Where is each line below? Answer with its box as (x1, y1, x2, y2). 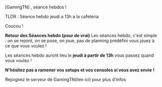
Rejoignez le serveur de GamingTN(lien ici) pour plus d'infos (5, 77, 126, 82)
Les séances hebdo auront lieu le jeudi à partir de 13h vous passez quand (5, 52, 154, 58)
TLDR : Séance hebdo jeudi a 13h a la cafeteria (5, 14, 99, 19)
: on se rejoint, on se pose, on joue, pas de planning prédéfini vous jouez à (5, 38, 155, 43)
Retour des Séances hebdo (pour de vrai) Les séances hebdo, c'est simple (5, 33, 157, 38)
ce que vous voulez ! (5, 43, 47, 48)
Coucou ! (5, 23, 23, 29)
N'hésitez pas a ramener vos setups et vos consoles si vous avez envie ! (5, 67, 155, 73)
